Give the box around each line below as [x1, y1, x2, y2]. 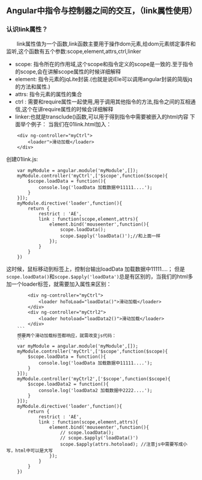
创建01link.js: [6, 155, 38, 162]
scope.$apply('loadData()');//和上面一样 [60, 233, 161, 239]
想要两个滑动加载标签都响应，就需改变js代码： [17, 333, 117, 339]
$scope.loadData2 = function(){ [28, 381, 109, 387]
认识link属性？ [6, 25, 48, 34]
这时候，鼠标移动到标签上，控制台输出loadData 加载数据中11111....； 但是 [6, 265, 185, 272]
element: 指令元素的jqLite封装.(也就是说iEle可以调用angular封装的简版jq [14, 75, 192, 82]
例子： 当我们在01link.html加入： [31, 120, 112, 128]
